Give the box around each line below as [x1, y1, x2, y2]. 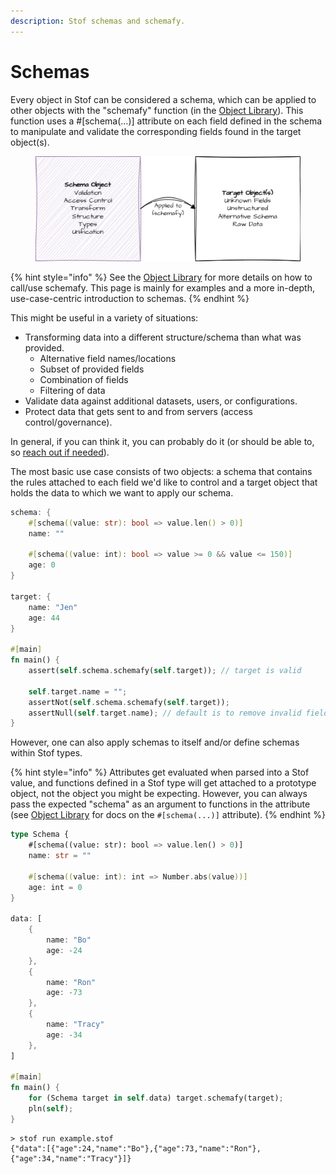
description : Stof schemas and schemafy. [10, 16, 186, 26]
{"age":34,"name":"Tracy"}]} [10, 1153, 132, 1164]
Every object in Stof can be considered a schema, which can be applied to [10, 93, 317, 105]
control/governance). [24, 416, 113, 428]
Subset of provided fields [39, 363, 145, 375]
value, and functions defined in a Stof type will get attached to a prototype [10, 777, 317, 789]
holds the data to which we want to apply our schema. [10, 486, 234, 499]
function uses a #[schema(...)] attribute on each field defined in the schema [10, 115, 323, 127]
